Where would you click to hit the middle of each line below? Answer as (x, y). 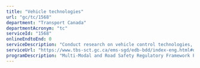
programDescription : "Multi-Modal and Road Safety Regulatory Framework (98, 56)
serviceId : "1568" (29, 34)
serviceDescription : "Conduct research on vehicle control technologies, (100, 45)
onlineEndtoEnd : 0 (29, 39)
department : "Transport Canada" (46, 22)
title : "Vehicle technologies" (45, 12)
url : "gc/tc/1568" (29, 17)
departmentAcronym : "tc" (37, 28)
